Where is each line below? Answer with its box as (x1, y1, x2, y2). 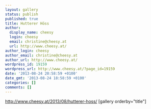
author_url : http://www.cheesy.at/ (5, 57, 78, 62)
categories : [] (5, 80, 36, 85)
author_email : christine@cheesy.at (5, 53, 78, 58)
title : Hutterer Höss (5, 21, 50, 26)
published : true (5, 16, 38, 21)
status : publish (5, 12, 38, 17)
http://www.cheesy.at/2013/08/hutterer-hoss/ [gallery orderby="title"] (5, 98, 147, 104)
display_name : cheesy (9, 30, 54, 35)
